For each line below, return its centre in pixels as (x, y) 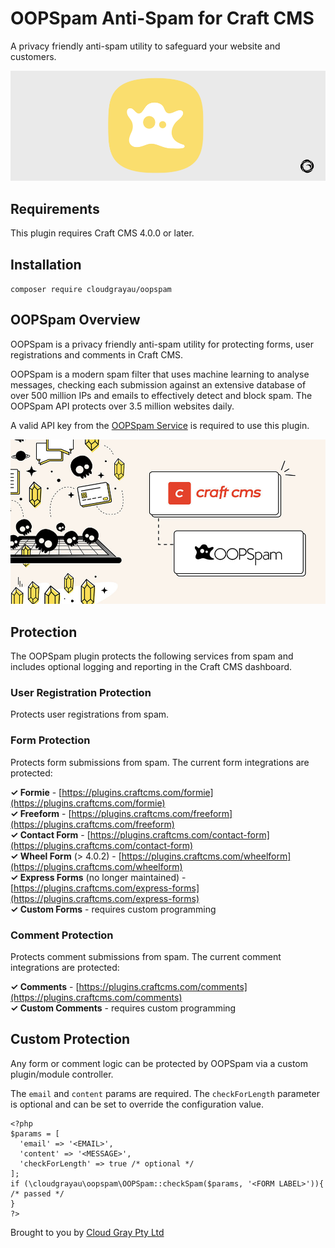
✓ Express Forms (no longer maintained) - (98, 877)
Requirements (55, 208)
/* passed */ (37, 1193)
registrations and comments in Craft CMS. (97, 354)
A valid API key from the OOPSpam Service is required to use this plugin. (160, 425)
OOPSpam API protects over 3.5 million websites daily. (122, 406)
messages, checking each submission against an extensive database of (158, 384)
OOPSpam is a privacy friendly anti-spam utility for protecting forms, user (162, 344)
